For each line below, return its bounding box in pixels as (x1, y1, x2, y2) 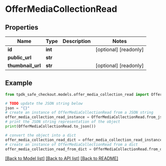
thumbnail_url (7, 62, 41, 69)
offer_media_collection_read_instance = (5, 115, 90, 120)
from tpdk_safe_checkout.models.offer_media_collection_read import (5, 92, 149, 97)
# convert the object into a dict (5, 132, 77, 138)
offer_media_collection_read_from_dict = (5, 147, 92, 152)
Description (62, 38, 91, 44)
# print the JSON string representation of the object (5, 120, 121, 124)
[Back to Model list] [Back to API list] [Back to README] (5, 156, 119, 162)
